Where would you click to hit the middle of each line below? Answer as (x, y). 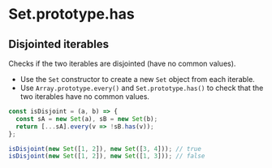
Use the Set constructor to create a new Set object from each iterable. (138, 79)
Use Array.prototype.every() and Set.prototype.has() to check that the (142, 88)
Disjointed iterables (59, 44)
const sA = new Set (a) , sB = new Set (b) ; (87, 118)
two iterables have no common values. (85, 97)
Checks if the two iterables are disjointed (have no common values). (122, 63)
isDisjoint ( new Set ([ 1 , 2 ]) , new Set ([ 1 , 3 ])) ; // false (107, 156)
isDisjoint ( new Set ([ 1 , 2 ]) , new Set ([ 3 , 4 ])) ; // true (105, 149)
